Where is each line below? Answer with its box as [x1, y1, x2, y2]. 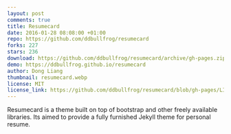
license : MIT [7, 80, 45, 87]
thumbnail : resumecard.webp [7, 74, 88, 81]
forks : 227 [7, 42, 38, 49]
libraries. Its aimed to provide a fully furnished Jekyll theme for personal [7, 113, 211, 121]
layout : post [7, 10, 45, 17]
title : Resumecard [7, 23, 60, 30]
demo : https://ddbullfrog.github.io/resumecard [7, 61, 146, 68]
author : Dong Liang [7, 67, 63, 74]
